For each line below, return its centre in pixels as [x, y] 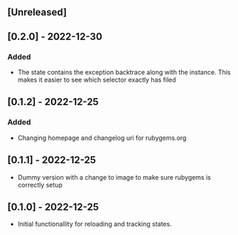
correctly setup [40, 185]
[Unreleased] [37, 12]
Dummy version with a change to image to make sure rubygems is [114, 177]
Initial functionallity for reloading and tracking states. [94, 224]
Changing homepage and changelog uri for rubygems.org [102, 138]
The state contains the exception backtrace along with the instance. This [124, 72]
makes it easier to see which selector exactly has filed [97, 80]
